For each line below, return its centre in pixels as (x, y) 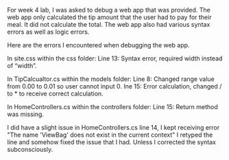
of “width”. (22, 66)
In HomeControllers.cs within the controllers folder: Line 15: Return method (112, 107)
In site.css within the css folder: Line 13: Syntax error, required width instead (115, 58)
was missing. (26, 114)
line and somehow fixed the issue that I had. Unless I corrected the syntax (112, 142)
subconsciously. (30, 149)
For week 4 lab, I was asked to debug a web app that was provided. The (109, 10)
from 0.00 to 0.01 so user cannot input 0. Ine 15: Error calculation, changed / (114, 86)
